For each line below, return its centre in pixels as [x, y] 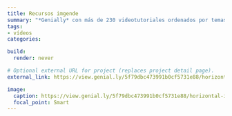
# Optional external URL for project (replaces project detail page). [111, 70]
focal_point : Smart [41, 102]
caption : [26, 96]
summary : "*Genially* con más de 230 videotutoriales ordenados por [108, 20]
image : [17, 89]
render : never [33, 58]
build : [17, 52]
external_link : [29, 77]
